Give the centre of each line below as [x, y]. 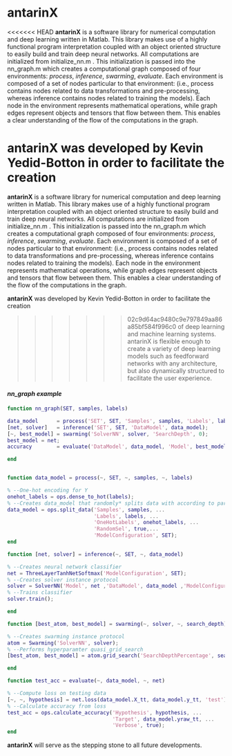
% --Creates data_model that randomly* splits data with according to [111, 503]
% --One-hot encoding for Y [48, 490]
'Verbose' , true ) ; [139, 726]
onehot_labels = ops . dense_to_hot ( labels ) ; [71, 496]
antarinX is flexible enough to [169, 341]
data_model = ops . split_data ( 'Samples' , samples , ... [86, 510]
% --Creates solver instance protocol [63, 579]
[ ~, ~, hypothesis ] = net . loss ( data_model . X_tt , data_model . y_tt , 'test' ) [117, 700]
